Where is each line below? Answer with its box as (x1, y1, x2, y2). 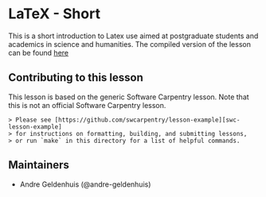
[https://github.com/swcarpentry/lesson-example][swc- (54, 116, 241, 124)
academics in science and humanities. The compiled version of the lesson (8, 39, 251, 48)
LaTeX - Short (8, 5, 101, 23)
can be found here (8, 48, 69, 57)
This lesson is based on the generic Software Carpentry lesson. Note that (8, 92, 249, 102)
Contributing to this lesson (8, 71, 143, 84)
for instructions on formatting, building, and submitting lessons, (15, 129, 248, 137)
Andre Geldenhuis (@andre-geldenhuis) (19, 180, 151, 189)
